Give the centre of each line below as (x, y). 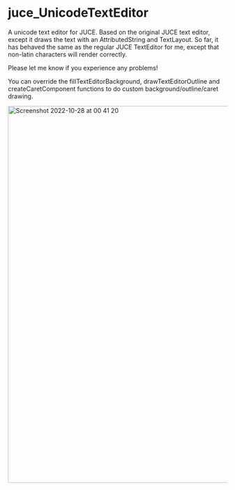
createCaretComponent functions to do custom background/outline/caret (113, 89)
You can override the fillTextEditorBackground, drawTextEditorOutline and (114, 81)
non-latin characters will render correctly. (68, 54)
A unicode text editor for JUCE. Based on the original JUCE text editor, (109, 32)
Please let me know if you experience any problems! (83, 68)
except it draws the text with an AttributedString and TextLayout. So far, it (113, 39)
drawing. (21, 96)
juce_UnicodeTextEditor (78, 13)
